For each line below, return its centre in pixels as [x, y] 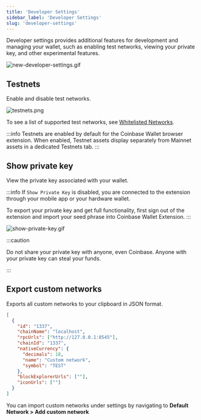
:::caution [18, 240]
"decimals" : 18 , [43, 354]
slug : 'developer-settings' [42, 23]
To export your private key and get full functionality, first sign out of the [96, 210]
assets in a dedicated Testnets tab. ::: [53, 147]
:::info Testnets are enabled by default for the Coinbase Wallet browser [95, 134]
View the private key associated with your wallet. [67, 180]
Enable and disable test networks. [49, 99]
